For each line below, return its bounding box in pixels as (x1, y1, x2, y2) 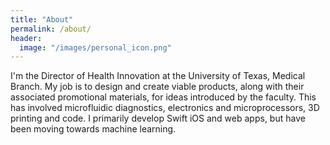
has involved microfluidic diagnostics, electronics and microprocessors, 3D (10, 102, 320, 114)
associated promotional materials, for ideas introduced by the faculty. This (10, 91, 317, 103)
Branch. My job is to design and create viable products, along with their (10, 81, 305, 93)
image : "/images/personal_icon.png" (19, 42, 172, 53)
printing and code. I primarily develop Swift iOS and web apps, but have (10, 112, 306, 125)
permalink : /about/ (10, 24, 92, 34)
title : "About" (10, 14, 74, 25)
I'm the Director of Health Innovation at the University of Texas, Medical (10, 70, 306, 82)
